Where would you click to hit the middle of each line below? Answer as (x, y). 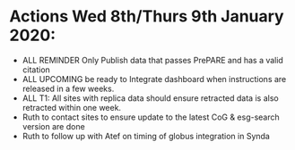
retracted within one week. (72, 107)
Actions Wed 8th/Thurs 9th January (147, 17)
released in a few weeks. (68, 88)
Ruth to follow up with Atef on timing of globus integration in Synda (146, 136)
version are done (53, 126)
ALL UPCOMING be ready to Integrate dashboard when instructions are (154, 79)
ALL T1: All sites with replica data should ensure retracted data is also (151, 98)
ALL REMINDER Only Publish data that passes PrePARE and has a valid (153, 60)
